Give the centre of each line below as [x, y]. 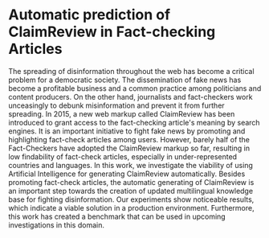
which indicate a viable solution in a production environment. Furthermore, [131, 207]
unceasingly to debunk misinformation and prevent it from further [116, 105]
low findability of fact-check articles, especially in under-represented [123, 156]
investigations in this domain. [56, 225]
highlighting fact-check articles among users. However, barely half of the [129, 139]
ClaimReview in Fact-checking [112, 32]
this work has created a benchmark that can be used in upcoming [117, 216]
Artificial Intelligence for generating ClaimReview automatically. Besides [127, 174]
